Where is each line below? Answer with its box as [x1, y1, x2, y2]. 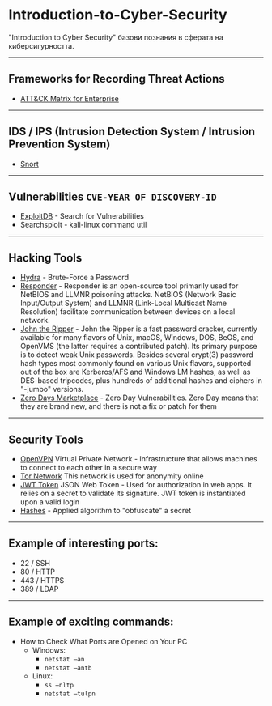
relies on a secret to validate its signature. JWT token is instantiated [19, 488, 246, 498]
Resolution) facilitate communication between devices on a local [19, 307, 236, 317]
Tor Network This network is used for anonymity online [19, 471, 204, 481]
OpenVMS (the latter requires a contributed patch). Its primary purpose [19, 342, 257, 351]
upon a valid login [19, 497, 80, 507]
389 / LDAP [19, 584, 59, 593]
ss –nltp [44, 681, 74, 689]
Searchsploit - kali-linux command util [19, 220, 147, 230]
